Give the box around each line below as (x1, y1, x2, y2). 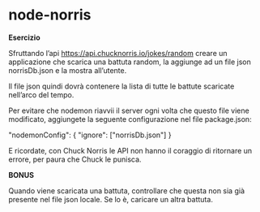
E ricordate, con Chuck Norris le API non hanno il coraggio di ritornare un (8, 145, 253, 155)
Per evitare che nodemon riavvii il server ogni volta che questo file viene (8, 106, 249, 115)
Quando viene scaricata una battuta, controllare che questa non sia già (8, 185, 245, 196)
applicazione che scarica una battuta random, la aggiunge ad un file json (8, 57, 251, 67)
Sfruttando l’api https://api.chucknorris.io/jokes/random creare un (8, 48, 228, 58)
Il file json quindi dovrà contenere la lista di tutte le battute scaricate (8, 81, 235, 91)
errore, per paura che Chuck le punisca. (8, 154, 142, 164)
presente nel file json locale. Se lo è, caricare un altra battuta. (8, 194, 213, 204)
